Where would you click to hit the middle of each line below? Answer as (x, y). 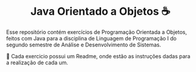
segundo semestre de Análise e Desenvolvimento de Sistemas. (84, 45)
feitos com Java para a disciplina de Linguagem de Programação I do (91, 38)
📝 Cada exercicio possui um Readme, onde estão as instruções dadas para (98, 56)
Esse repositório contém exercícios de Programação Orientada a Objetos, (97, 32)
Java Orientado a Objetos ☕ (100, 12)
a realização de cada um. (37, 62)
